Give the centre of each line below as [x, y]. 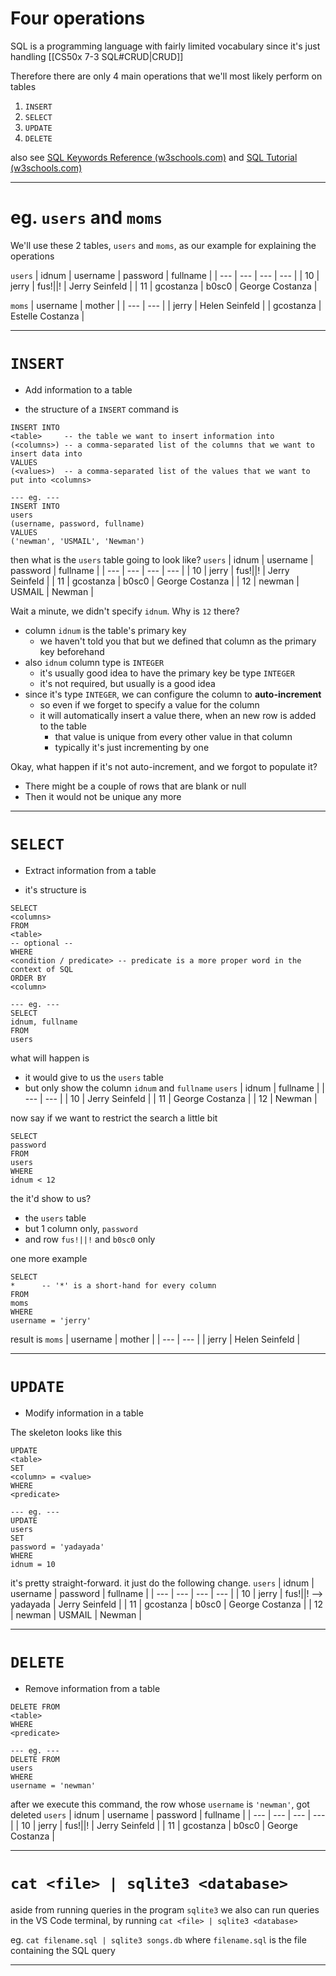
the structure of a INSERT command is [101, 409]
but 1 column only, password [81, 1228]
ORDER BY [28, 978]
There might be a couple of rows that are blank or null [135, 786]
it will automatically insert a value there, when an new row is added [178, 715]
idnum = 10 [33, 1564]
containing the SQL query [63, 1950]
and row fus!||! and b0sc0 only [90, 1239]
